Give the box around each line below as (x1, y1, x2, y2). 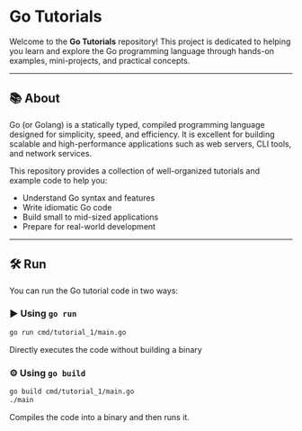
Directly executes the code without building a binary (9, 344, 202, 355)
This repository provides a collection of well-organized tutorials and (9, 165, 261, 176)
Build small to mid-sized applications (22, 211, 159, 222)
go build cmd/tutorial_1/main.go (9, 387, 135, 397)
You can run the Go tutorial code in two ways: (9, 285, 178, 296)
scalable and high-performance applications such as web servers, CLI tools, (9, 138, 292, 149)
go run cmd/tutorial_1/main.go (9, 328, 127, 337)
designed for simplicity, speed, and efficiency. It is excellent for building (9, 129, 275, 139)
